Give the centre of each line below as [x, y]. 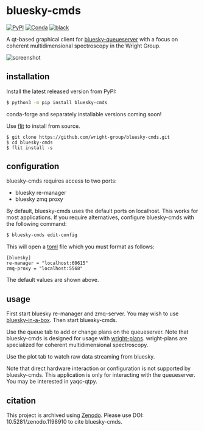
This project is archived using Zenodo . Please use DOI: [75, 415]
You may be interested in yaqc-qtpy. [52, 382]
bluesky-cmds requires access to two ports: [62, 181]
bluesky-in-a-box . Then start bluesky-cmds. [62, 320]
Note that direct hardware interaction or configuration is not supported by [98, 368]
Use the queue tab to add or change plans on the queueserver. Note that [97, 332]
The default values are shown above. [53, 280]
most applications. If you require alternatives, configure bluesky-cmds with [100, 217]
